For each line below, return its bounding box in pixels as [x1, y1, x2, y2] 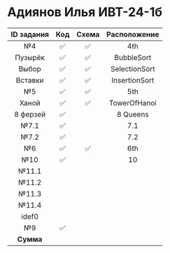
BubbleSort [114, 52, 152, 62]
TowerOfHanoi [108, 98, 157, 108]
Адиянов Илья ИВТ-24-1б [7, 4, 163, 20]
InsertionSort [111, 75, 155, 85]
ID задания [10, 29, 49, 39]
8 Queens [116, 109, 149, 119]
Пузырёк [15, 52, 45, 62]
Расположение [106, 29, 160, 39]
